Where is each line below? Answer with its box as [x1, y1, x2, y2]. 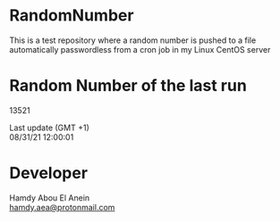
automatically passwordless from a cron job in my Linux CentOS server [9, 44, 271, 54]
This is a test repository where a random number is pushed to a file [9, 35, 257, 45]
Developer [9, 163, 88, 184]
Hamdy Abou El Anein [9, 192, 90, 203]
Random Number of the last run [9, 76, 248, 96]
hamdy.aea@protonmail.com [9, 201, 115, 212]
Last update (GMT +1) [9, 122, 89, 133]
